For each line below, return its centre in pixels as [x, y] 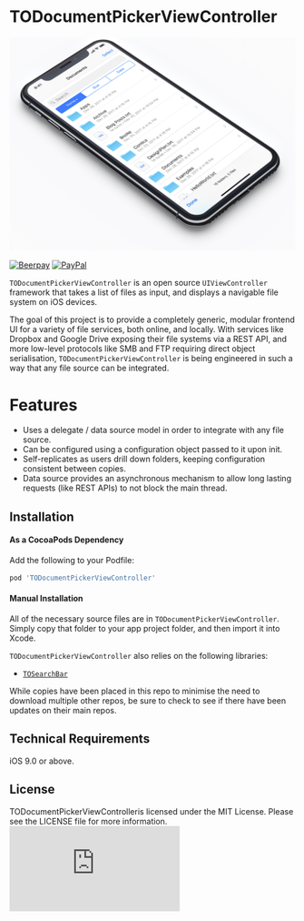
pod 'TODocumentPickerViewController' [83, 578]
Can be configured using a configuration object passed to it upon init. [152, 450]
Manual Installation [46, 599]
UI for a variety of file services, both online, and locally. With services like [147, 329]
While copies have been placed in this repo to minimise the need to [135, 691]
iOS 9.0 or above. [42, 761]
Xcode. [23, 638]
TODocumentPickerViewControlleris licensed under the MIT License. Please [152, 811]
